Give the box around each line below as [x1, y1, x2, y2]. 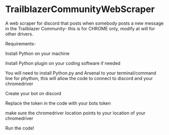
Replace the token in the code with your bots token [5, 100, 111, 106]
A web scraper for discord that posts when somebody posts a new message [5, 20, 164, 26]
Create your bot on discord [5, 90, 62, 96]
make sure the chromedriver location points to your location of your [5, 110, 146, 116]
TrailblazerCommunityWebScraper [5, 4, 155, 15]
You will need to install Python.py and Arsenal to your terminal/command [5, 70, 156, 76]
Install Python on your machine [5, 50, 70, 56]
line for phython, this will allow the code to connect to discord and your [5, 75, 153, 81]
